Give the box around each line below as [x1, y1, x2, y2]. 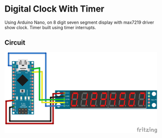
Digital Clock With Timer [4, 3, 104, 15]
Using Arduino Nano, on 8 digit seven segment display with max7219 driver [4, 19, 154, 25]
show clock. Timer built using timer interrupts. [4, 24, 96, 30]
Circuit [4, 39, 26, 47]
